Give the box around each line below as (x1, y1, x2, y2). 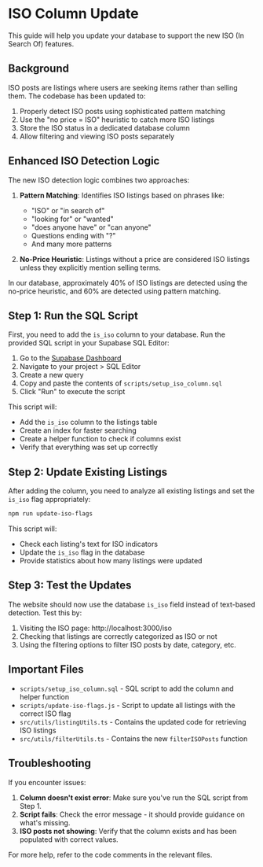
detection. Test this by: (8, 607, 82, 618)
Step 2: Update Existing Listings (8, 465, 168, 478)
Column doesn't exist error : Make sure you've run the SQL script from (19, 792, 249, 802)
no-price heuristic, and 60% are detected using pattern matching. (8, 286, 221, 296)
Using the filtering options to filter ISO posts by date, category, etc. (19, 640, 237, 649)
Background (8, 62, 69, 76)
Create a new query (19, 371, 84, 380)
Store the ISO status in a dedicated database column (19, 123, 190, 132)
